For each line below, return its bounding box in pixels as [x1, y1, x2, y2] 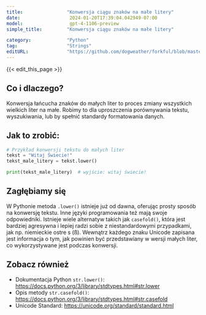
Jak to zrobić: [6, 130, 60, 141]
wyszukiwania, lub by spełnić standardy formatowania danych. [6, 112, 165, 120]
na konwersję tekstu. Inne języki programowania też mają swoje [6, 209, 167, 216]
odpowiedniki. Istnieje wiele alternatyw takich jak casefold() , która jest [6, 216, 186, 223]
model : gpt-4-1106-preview [6, 20, 120, 26]
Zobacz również [6, 259, 69, 270]
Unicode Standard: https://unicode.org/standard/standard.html [15, 301, 174, 309]
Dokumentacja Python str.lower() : [15, 276, 105, 283]
